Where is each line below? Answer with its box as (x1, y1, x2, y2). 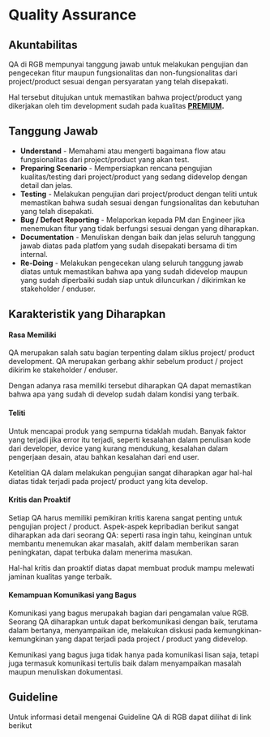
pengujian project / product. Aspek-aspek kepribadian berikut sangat (8, 521, 239, 531)
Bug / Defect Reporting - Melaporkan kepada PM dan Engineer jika (19, 215, 246, 225)
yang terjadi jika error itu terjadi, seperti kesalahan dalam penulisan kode (8, 435, 251, 444)
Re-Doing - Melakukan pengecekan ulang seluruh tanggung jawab (19, 258, 244, 268)
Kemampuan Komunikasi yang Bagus (8, 590, 137, 600)
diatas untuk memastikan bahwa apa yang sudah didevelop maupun (19, 266, 248, 276)
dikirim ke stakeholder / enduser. (8, 365, 118, 375)
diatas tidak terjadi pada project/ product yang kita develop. (8, 476, 208, 486)
